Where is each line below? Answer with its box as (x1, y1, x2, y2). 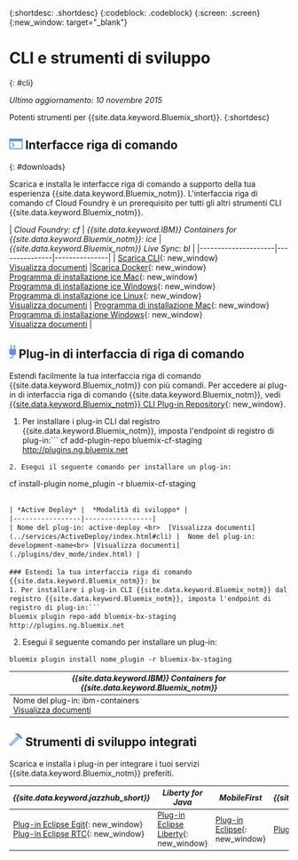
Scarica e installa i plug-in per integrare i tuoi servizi (9, 758, 200, 768)
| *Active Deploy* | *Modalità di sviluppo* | (9, 505, 189, 514)
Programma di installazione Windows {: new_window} (9, 309, 203, 319)
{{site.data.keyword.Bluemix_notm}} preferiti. (9, 768, 175, 778)
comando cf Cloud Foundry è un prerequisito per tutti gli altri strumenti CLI (9, 197, 282, 208)
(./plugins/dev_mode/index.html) (9, 550, 133, 559)
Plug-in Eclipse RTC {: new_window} (12, 829, 145, 840)
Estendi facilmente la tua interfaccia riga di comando (9, 370, 201, 381)
